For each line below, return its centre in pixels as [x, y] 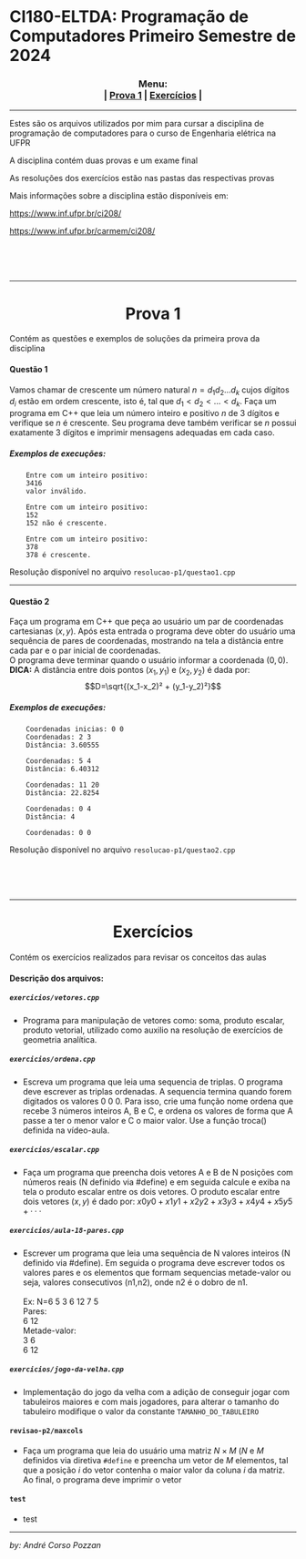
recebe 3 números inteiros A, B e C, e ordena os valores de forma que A [158, 1111]
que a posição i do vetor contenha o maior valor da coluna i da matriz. [153, 1470]
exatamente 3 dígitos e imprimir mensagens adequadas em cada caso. [142, 433]
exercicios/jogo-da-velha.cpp [67, 1370]
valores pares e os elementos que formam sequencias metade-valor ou [157, 1272]
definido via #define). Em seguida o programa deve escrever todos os [153, 1262]
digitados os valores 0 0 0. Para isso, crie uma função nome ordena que [158, 1101]
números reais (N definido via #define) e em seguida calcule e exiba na [156, 1182]
